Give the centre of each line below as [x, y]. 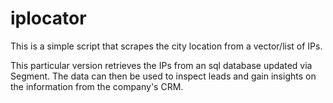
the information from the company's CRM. [97, 86]
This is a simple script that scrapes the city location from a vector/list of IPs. [166, 46]
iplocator [48, 18]
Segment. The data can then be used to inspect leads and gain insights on [163, 76]
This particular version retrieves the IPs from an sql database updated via [161, 65]
